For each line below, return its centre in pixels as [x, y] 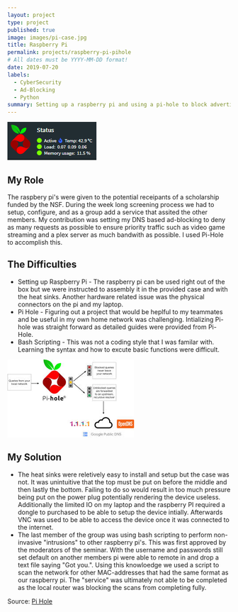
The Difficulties [42, 265]
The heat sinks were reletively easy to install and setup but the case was [123, 474]
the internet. [35, 527]
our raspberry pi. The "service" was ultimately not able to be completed [122, 580]
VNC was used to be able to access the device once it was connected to [124, 519]
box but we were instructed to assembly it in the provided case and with [123, 289]
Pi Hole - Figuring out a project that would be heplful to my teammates [120, 311]
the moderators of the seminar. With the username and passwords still [120, 550]
